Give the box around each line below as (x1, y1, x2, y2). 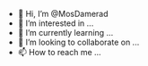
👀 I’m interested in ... (17, 18, 94, 29)
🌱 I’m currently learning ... (17, 28, 114, 37)
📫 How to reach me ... (17, 47, 101, 57)
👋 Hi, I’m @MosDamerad (17, 9, 109, 19)
